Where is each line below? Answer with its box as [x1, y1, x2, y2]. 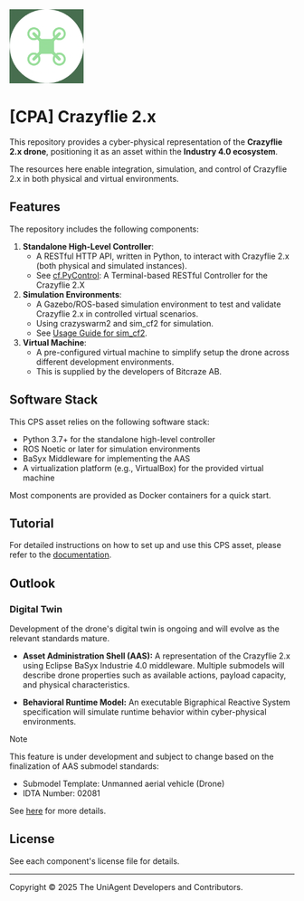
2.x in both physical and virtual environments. [9, 173, 179, 184]
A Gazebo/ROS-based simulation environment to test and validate [35, 299, 281, 309]
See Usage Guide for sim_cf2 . [35, 327, 147, 338]
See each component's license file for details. [9, 855, 180, 867]
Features [9, 199, 61, 215]
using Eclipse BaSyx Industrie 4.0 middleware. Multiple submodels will [22, 660, 285, 671]
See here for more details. [9, 805, 107, 817]
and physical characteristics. [22, 679, 130, 690]
